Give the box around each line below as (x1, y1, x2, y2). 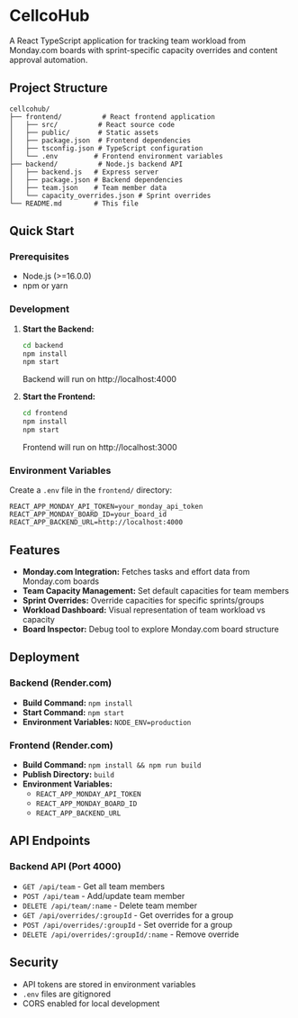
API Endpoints (9, 833, 91, 849)
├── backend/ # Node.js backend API (9, 159, 183, 168)
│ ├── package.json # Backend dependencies (9, 175, 183, 185)
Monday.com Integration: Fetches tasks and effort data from (22, 567, 250, 577)
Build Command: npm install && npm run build (22, 759, 202, 770)
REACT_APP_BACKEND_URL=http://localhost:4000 (9, 518, 183, 527)
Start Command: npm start (22, 706, 124, 717)
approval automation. (9, 54, 88, 65)
